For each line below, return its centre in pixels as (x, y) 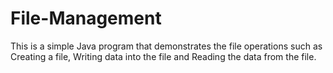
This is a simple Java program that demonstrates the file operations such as (166, 46)
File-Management (86, 18)
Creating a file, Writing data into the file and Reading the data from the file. (163, 56)
